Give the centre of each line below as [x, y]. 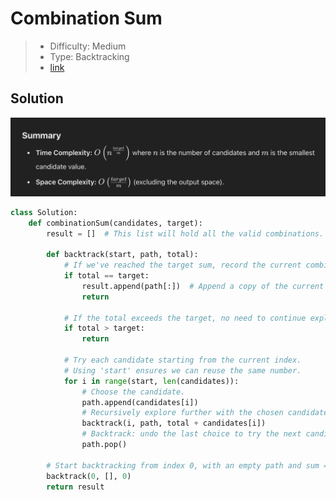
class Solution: [44, 212]
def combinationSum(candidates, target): [115, 223]
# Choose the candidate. [133, 392]
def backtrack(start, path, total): [122, 255]
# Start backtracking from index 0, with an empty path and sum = [187, 465]
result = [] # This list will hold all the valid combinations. [185, 233]
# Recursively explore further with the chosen [182, 413]
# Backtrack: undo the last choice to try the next [191, 434]
